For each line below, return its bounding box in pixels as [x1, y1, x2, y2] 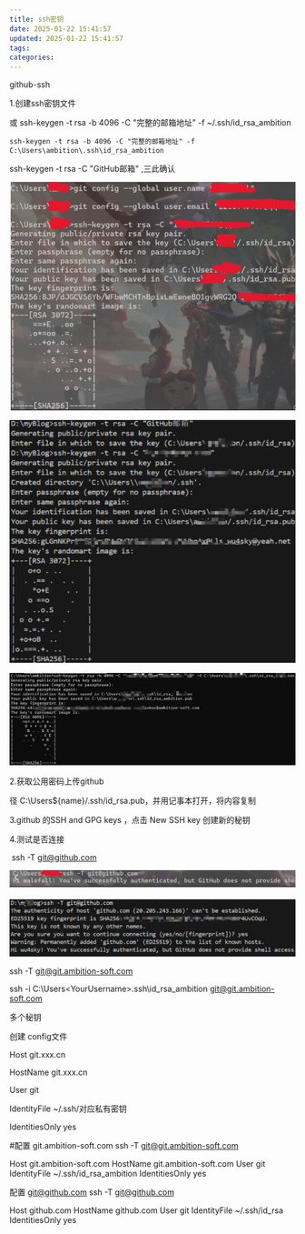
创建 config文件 [9, 1030, 68, 1041]
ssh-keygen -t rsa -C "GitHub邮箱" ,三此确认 [9, 164, 176, 175]
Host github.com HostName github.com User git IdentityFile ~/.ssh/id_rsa [9, 1205, 284, 1216]
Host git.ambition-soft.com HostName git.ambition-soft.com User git [9, 1158, 266, 1169]
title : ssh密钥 [9, 15, 64, 24]
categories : [9, 53, 54, 63]
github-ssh [9, 79, 51, 90]
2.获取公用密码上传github [9, 776, 104, 787]
